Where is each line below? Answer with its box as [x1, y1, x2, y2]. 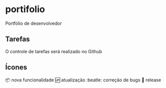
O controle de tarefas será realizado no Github [5, 48, 103, 54]
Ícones [5, 63, 27, 72]
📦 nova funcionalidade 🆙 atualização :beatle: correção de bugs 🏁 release [5, 77, 161, 83]
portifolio [5, 4, 45, 15]
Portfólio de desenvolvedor [5, 20, 62, 26]
